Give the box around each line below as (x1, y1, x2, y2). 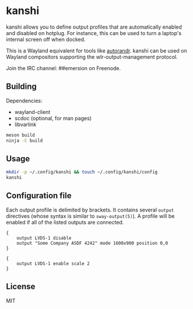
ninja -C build (6, 137, 43, 144)
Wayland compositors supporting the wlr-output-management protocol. (6, 53, 178, 60)
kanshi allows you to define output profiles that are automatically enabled (6, 23, 183, 30)
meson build (6, 132, 35, 138)
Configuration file (6, 191, 72, 201)
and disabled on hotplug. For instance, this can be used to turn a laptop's (6, 29, 182, 36)
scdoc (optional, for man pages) (14, 114, 92, 121)
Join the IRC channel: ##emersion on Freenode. (6, 64, 121, 71)
